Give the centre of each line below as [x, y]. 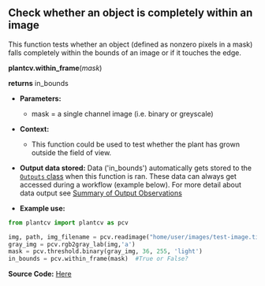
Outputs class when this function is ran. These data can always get [128, 176]
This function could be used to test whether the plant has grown [136, 144]
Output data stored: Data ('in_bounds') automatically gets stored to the [136, 168]
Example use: [42, 208]
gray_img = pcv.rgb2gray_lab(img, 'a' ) [72, 244]
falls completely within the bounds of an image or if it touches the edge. [125, 52]
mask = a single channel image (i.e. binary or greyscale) [123, 113]
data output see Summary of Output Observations [101, 193]
